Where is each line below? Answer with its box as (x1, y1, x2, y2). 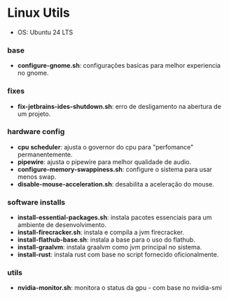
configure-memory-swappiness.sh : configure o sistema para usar (17, 165, 212, 173)
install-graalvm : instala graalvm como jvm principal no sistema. (17, 243, 202, 251)
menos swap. (17, 173, 57, 181)
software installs (7, 197, 66, 207)
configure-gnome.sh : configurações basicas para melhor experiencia (17, 61, 221, 70)
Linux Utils (7, 5, 70, 21)
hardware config (7, 127, 65, 137)
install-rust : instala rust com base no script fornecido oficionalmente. (17, 250, 219, 259)
